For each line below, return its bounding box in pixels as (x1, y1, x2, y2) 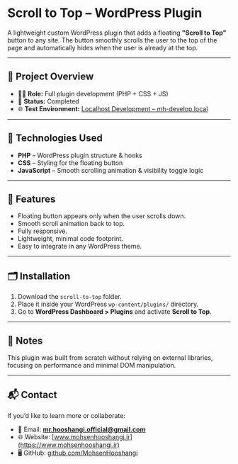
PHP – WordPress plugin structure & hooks (17, 151, 143, 159)
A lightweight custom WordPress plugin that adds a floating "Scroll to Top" (7, 28, 227, 37)
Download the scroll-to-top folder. (17, 293, 122, 301)
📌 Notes (7, 334, 43, 346)
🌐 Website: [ (17, 432, 55, 441)
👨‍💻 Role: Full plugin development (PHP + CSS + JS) (17, 89, 169, 98)
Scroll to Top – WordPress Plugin (7, 5, 203, 21)
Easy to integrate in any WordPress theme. (17, 242, 142, 251)
